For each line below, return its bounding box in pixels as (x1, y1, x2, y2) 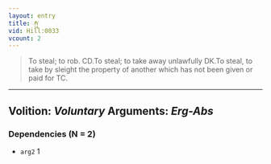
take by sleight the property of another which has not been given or (27, 65, 253, 75)
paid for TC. (27, 73, 69, 83)
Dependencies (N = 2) (8, 128, 96, 139)
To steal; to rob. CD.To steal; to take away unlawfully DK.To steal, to (27, 56, 252, 66)
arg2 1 (19, 146, 40, 156)
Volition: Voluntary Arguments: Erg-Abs (8, 104, 214, 117)
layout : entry (8, 11, 56, 20)
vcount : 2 (8, 34, 42, 43)
